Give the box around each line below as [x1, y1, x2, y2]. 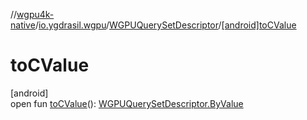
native [10, 19, 36, 31]
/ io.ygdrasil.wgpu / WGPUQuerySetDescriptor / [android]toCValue [34, 19, 297, 31]
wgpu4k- [16, 9, 55, 20]
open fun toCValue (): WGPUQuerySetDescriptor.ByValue [10, 97, 244, 109]
